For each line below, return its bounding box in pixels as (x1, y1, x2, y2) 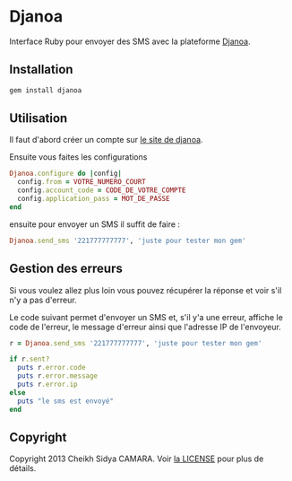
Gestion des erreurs (9, 261, 123, 276)
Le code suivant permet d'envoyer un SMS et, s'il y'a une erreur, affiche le (9, 311, 284, 322)
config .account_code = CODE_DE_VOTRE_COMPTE (17, 186, 186, 195)
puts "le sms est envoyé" (17, 397, 115, 406)
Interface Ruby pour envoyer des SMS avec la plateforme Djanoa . (9, 36, 251, 47)
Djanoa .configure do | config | (9, 169, 123, 179)
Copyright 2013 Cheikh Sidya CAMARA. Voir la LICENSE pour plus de (9, 453, 264, 464)
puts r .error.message (17, 372, 99, 380)
